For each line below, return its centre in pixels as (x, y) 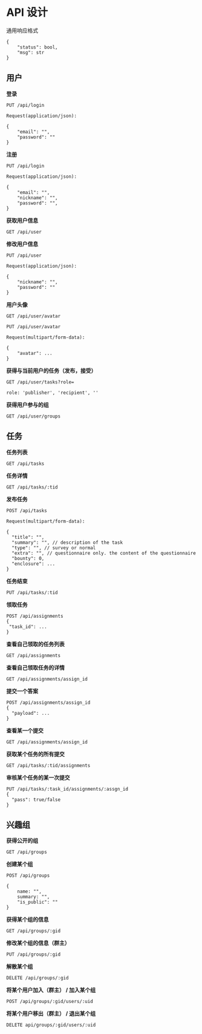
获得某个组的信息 (28, 919)
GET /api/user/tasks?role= (40, 382)
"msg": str (31, 52)
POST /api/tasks (27, 510)
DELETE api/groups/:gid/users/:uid (51, 1025)
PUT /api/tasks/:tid (32, 592)
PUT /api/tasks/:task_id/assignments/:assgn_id (67, 789)
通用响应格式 (22, 30)
